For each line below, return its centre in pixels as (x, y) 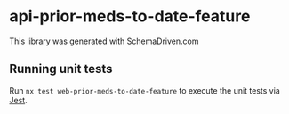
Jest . (19, 100)
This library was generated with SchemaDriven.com (104, 41)
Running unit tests (61, 69)
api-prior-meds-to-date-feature (130, 16)
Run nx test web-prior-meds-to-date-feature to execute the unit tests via (144, 90)
